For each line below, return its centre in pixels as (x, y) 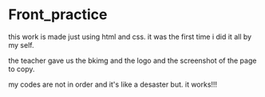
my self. (21, 45)
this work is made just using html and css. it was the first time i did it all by (130, 37)
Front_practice (58, 15)
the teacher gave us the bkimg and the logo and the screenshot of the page (132, 60)
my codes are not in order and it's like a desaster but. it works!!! (113, 84)
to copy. (22, 68)
